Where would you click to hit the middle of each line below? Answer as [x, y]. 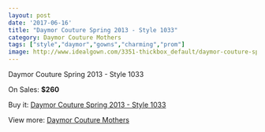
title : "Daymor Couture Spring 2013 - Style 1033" [93, 30]
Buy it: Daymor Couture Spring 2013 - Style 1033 [87, 104]
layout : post [30, 15]
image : [19, 52]
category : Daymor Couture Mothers [65, 37]
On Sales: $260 [34, 90]
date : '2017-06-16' [40, 23]
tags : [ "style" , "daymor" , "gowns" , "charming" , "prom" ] [97, 45]
